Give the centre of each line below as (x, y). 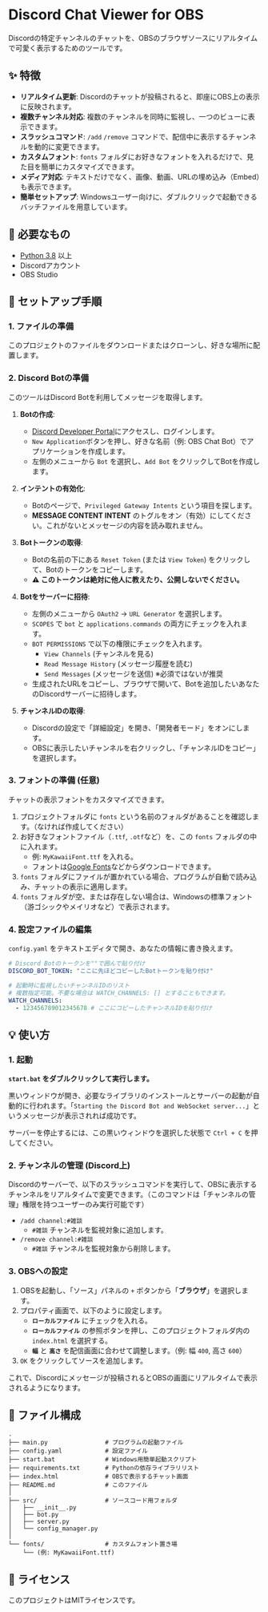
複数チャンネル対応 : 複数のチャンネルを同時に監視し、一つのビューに (134, 116)
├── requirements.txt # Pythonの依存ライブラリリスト (104, 1469)
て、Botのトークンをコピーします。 (90, 569)
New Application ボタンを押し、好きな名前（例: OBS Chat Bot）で (139, 441)
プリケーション (56, 451)
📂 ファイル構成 (45, 1415)
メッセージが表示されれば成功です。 (82, 1116)
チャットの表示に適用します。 (83, 887)
